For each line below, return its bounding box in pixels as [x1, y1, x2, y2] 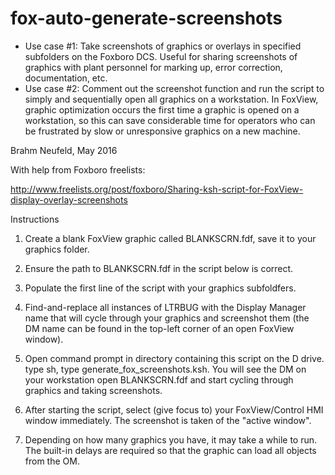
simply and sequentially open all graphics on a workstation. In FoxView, [24, 93, 319, 105]
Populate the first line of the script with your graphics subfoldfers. [24, 282, 297, 294]
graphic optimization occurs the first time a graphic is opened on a [24, 103, 300, 116]
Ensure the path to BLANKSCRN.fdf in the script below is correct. [24, 262, 294, 274]
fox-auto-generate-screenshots [10, 7, 283, 30]
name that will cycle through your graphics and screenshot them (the [24, 312, 310, 324]
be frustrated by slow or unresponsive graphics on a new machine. [24, 125, 301, 137]
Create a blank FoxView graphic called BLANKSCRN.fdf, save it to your [24, 232, 317, 244]
